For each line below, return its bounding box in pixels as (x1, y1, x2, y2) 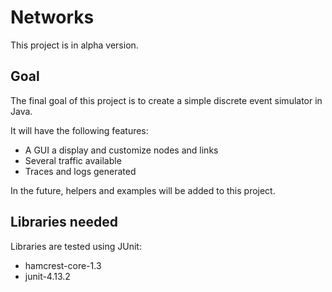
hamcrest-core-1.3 (24, 259, 102, 271)
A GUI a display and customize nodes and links (24, 144, 219, 156)
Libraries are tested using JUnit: (10, 240, 142, 252)
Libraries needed (10, 214, 118, 231)
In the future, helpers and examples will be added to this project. (10, 184, 276, 196)
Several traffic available (24, 154, 122, 166)
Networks (10, 6, 95, 29)
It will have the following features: (10, 124, 149, 136)
